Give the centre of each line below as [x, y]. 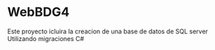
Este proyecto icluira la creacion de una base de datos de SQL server [108, 31]
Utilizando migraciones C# [46, 38]
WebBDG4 [38, 12]
